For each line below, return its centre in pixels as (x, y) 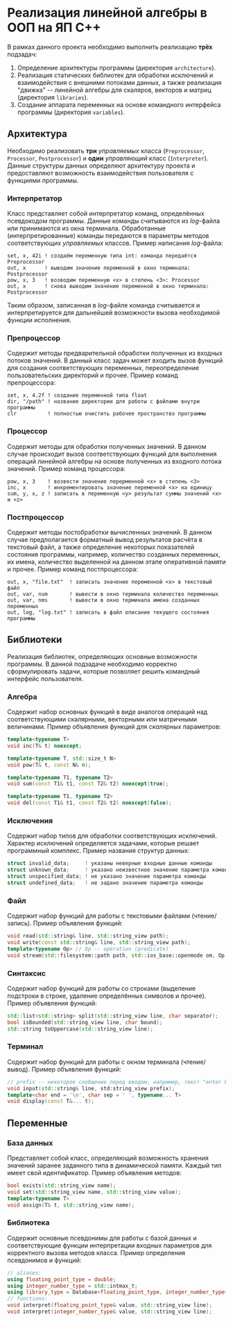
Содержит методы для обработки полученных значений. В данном (107, 446)
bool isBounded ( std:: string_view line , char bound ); (85, 1022)
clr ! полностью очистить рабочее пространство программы (107, 414)
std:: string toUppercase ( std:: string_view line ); (80, 1029)
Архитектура (37, 134)
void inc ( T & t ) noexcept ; (44, 746)
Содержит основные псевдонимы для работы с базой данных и (102, 1238)
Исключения (30, 820)
